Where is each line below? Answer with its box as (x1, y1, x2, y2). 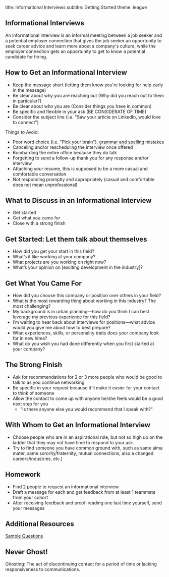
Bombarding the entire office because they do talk (12, 149, 117, 155)
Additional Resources (5, 520, 74, 528)
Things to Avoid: (5, 129, 39, 135)
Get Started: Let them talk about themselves (5, 235, 147, 244)
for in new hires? (12, 335, 47, 341)
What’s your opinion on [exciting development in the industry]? (12, 264, 143, 270)
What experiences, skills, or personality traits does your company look (12, 330, 159, 336)
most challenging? (12, 303, 51, 309)
